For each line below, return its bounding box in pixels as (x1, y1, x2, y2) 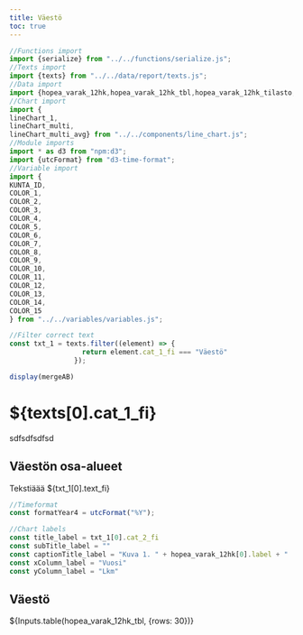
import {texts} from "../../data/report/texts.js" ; (9, 71, 207, 81)
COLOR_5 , (9, 222, 42, 231)
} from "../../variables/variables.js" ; (9, 315, 164, 324)
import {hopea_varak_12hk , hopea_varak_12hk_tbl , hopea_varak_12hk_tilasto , (9, 87, 297, 97)
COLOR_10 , (9, 264, 47, 273)
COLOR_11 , (9, 272, 47, 282)
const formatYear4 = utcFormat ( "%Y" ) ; (9, 509, 155, 518)
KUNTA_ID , (9, 180, 47, 189)
